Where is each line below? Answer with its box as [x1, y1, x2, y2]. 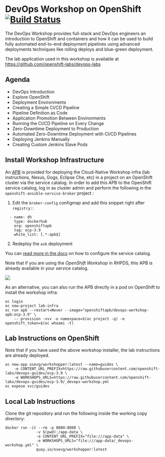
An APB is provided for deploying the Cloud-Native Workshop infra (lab [5, 169, 150, 175]
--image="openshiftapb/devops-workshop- [65, 308, 149, 313]
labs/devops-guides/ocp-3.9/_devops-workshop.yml [5, 380, 110, 385]
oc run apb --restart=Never [5, 308, 63, 313]
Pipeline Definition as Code [12, 110, 68, 116]
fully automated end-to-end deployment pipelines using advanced [5, 41, 140, 47]
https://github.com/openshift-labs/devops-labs [5, 61, 101, 67]
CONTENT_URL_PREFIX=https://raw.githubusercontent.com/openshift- [20, 366, 161, 372]
